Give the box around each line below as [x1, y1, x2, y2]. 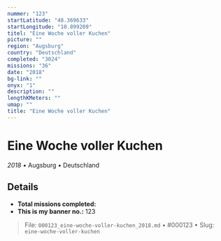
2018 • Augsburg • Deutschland [7, 161, 100, 169]
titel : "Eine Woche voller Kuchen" [7, 29, 111, 37]
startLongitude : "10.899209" [7, 23, 92, 30]
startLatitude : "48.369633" [7, 17, 90, 24]
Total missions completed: [17, 200, 97, 208]
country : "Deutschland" [7, 50, 77, 57]
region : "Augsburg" [7, 43, 64, 50]
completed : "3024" [7, 56, 61, 63]
